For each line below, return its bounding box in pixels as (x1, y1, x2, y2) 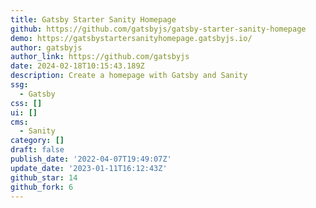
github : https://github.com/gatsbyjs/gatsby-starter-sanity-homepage (10, 24, 307, 34)
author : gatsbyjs (10, 42, 83, 53)
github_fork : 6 (10, 182, 74, 192)
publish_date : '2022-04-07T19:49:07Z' (10, 154, 172, 164)
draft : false (10, 145, 65, 155)
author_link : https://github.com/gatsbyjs (10, 52, 190, 62)
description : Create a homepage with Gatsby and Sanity (10, 71, 248, 81)
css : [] (10, 98, 43, 108)
